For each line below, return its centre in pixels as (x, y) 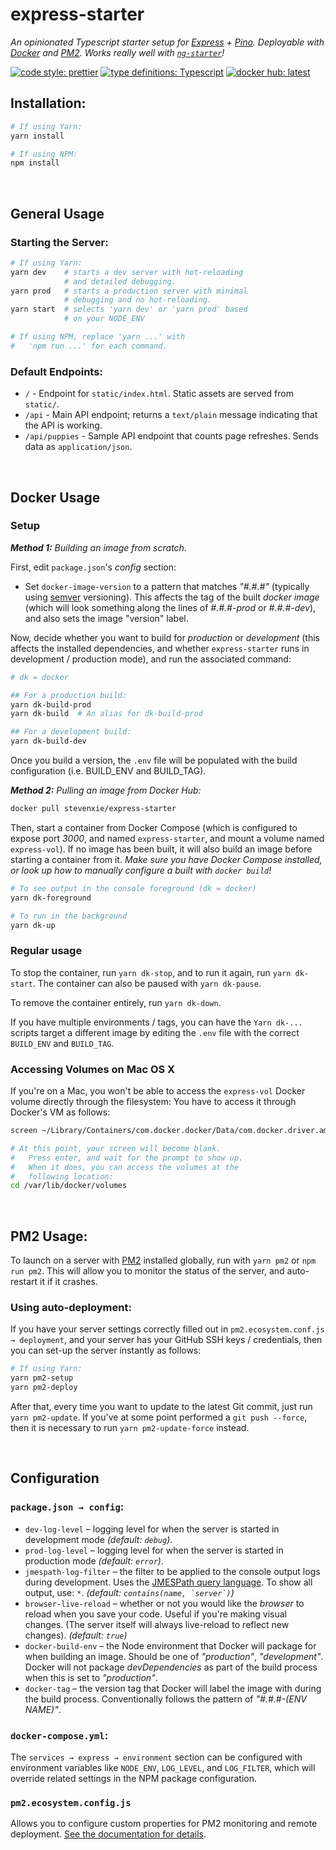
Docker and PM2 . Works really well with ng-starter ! (117, 52)
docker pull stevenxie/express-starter (93, 809)
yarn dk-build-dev (48, 741)
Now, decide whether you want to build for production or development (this (165, 637)
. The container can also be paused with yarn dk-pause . (147, 983)
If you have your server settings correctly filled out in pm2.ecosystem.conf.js (167, 1329)
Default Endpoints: (56, 371)
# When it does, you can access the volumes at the (125, 1167)
